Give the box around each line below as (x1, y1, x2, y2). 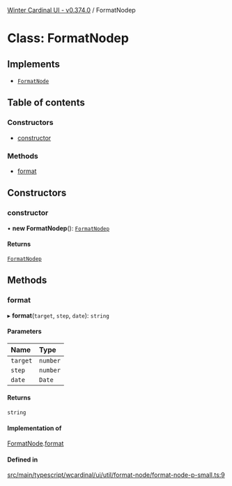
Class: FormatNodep (7, 31, 129, 46)
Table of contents (7, 97, 85, 109)
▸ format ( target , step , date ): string (7, 311, 110, 320)
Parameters (7, 327, 42, 336)
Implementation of (7, 424, 62, 432)
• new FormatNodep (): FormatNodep (7, 223, 110, 233)
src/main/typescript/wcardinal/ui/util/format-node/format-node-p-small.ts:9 (7, 471, 225, 479)
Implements (7, 58, 61, 70)
